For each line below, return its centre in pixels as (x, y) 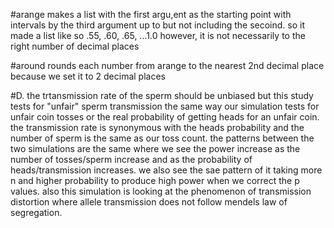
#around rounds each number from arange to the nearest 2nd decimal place (167, 65)
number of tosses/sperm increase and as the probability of (131, 159)
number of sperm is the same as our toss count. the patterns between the (162, 138)
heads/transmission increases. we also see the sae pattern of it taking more (166, 170)
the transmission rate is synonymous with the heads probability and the (157, 127)
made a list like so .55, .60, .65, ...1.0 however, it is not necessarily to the (158, 35)
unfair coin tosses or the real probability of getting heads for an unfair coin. (165, 117)
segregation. (36, 212)
